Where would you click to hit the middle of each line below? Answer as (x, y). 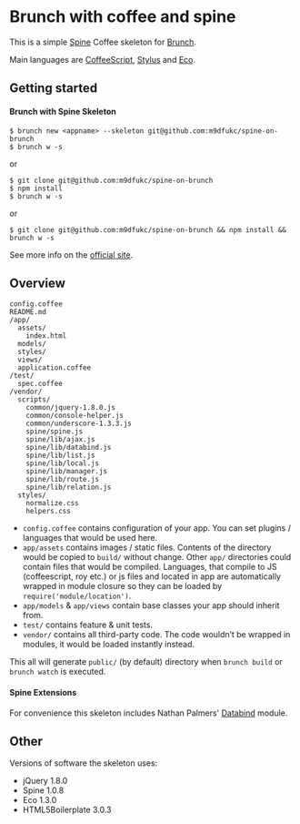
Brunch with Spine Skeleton (63, 111)
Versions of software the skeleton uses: (84, 763)
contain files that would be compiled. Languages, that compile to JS (150, 567)
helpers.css (48, 512)
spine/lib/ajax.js (60, 440)
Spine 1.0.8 (43, 790)
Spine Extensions (43, 692)
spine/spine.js (55, 432)
